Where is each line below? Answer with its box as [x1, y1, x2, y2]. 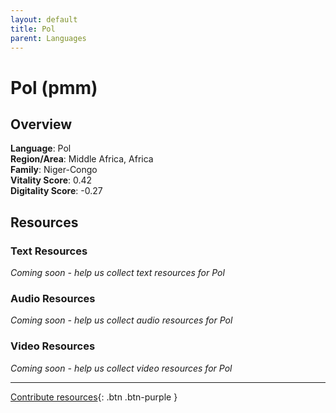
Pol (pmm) [10, 76, 98, 99]
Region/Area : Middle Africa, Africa [10, 153, 154, 165]
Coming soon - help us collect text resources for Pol [10, 267, 225, 279]
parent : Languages [10, 33, 87, 43]
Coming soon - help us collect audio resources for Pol [10, 314, 233, 326]
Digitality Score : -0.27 [10, 185, 103, 197]
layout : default [10, 14, 78, 25]
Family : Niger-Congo [10, 164, 98, 176]
